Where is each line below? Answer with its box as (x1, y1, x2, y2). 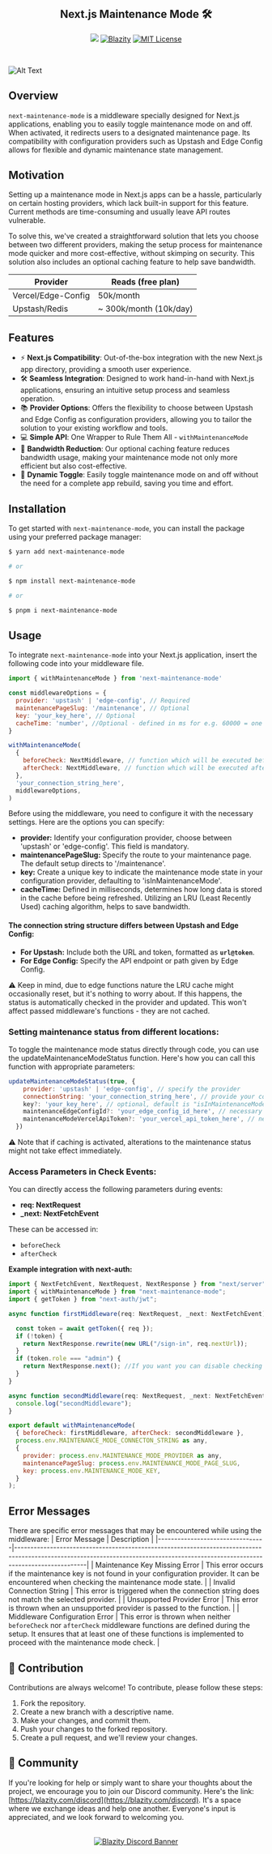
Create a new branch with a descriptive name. (19, 1707, 174, 1716)
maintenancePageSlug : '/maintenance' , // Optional (15, 704, 190, 712)
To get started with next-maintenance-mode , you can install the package (8, 523, 245, 533)
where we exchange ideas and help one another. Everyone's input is (8, 1803, 236, 1813)
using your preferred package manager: (8, 532, 142, 542)
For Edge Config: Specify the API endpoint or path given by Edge (19, 955, 239, 965)
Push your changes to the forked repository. (19, 1724, 168, 1733)
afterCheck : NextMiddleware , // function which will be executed (23, 764, 249, 772)
